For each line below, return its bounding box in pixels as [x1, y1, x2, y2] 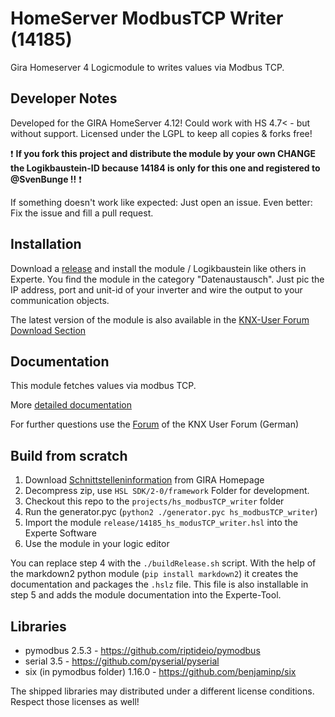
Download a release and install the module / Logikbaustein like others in [10, 262, 307, 274]
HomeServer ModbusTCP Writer [10, 7, 284, 30]
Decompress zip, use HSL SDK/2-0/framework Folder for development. [24, 485, 310, 497]
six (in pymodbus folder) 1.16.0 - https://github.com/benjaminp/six [24, 666, 297, 677]
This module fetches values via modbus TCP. [10, 380, 197, 392]
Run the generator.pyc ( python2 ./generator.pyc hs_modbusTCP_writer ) [24, 506, 318, 518]
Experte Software [24, 527, 98, 539]
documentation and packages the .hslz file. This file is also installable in [10, 578, 309, 591]
